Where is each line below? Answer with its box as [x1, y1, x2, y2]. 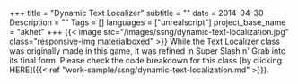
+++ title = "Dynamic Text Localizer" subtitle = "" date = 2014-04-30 [9, 8, 264, 18]
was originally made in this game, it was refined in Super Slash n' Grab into [9, 46, 286, 56]
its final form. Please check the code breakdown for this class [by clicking [9, 55, 283, 65]
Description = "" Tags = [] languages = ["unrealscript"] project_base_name [9, 17, 286, 28]
